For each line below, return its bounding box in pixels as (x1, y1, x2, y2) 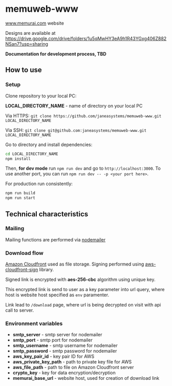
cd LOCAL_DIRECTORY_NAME (5, 151, 58, 156)
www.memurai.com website (5, 20, 64, 26)
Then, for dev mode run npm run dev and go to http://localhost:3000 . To (5, 165, 161, 172)
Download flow (5, 249, 44, 256)
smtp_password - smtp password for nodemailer (12, 348, 117, 354)
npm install (5, 156, 31, 161)
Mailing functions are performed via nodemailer (5, 236, 106, 242)
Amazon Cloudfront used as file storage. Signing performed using (5, 261, 144, 267)
